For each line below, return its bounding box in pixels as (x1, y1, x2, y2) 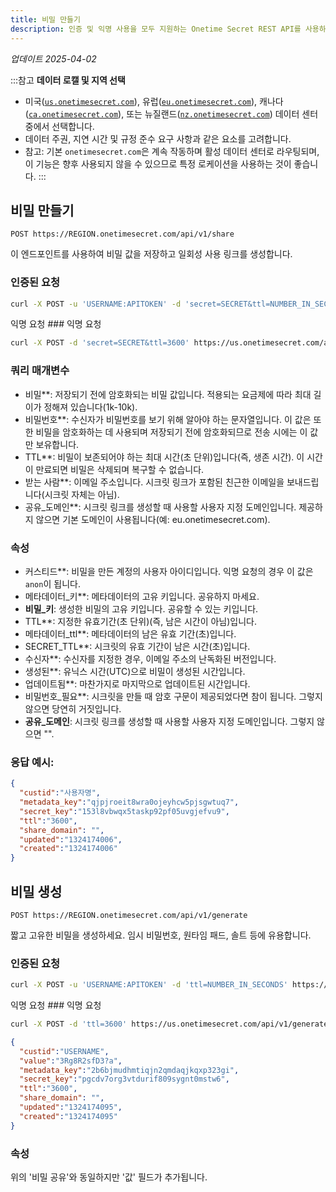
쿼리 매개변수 (10, 364, 70, 378)
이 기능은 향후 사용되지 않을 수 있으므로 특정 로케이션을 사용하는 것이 (24, 157, 292, 170)
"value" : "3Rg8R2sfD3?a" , (19, 1056, 123, 1066)
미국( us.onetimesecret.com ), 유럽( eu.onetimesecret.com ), (24, 95, 258, 107)
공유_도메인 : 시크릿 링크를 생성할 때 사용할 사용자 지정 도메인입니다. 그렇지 (24, 715, 315, 727)
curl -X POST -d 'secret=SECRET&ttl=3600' (10, 338, 190, 348)
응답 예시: (10, 755, 55, 769)
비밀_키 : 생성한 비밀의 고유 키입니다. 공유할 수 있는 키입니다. (24, 602, 259, 615)
